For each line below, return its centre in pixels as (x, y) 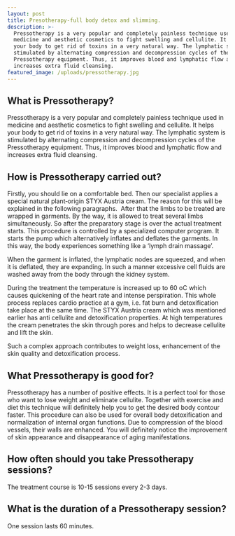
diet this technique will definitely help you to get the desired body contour (114, 407)
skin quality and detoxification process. (64, 354)
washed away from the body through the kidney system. (88, 275)
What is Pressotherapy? (60, 101)
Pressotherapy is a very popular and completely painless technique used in (115, 118)
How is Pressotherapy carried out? (85, 177)
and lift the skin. (30, 333)
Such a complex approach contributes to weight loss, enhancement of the (114, 346)
